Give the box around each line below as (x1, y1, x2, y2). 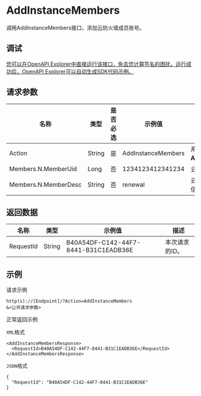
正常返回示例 (6, 316, 38, 323)
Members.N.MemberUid (9, 165, 77, 173)
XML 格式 (6, 328, 25, 336)
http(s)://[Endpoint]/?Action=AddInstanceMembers (6, 298, 133, 304)
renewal (122, 180, 145, 188)
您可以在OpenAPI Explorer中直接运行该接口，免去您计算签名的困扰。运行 (6, 60, 187, 68)
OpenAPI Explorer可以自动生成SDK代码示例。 (22, 68, 135, 75)
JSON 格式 (6, 363, 28, 370)
